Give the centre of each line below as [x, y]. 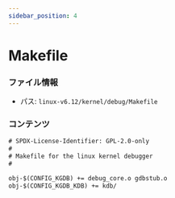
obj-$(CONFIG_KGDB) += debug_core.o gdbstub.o [88, 178]
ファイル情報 [33, 82]
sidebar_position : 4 [43, 16]
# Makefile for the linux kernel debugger [81, 157]
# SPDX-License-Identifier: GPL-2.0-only [79, 142]
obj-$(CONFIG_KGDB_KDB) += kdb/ [62, 186]
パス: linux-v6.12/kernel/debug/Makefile [89, 101]
